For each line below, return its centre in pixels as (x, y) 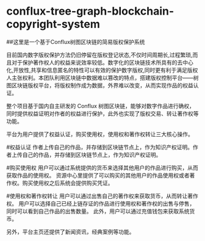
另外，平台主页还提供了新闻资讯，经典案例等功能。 (70, 232)
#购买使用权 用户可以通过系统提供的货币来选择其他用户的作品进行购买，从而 (102, 167)
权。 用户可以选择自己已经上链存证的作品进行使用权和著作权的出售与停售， (101, 203)
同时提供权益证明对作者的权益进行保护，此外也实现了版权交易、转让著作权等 (103, 113)
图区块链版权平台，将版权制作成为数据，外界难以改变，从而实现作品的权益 (100, 85)
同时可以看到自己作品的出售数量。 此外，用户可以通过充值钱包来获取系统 (98, 211)
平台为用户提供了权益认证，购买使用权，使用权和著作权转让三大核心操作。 (100, 134)
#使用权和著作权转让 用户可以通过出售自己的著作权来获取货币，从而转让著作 (102, 196)
